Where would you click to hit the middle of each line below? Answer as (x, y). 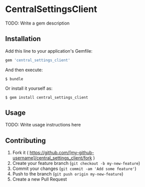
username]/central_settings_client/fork (52, 158)
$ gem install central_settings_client (47, 97)
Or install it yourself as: (29, 88)
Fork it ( (20, 153)
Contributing (25, 141)
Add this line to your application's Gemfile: (49, 51)
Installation (23, 39)
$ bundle (14, 79)
